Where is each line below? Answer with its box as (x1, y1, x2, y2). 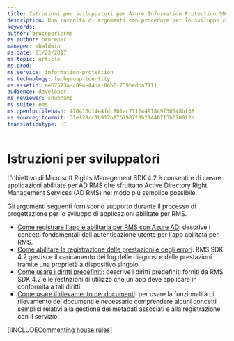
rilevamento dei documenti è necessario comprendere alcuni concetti (17, 298, 217, 306)
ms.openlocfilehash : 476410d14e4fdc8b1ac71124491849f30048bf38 (7, 108, 195, 115)
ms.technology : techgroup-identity (7, 75, 111, 82)
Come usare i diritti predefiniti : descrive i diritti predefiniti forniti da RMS (17, 268, 224, 276)
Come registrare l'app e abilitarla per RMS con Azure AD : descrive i (17, 223, 211, 231)
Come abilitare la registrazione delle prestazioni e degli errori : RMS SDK (17, 245, 224, 254)
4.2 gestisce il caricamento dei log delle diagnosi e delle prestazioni (17, 253, 212, 261)
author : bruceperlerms (7, 29, 73, 37)
